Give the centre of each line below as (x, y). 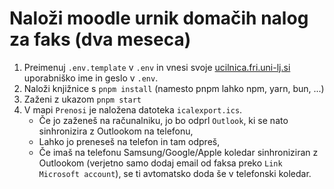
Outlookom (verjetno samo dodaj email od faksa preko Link (160, 163)
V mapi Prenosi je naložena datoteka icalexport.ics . (133, 109)
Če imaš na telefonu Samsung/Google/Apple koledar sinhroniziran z (178, 152)
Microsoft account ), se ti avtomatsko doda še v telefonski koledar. (175, 173)
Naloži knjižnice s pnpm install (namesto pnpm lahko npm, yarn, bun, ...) (174, 88)
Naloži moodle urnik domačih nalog (159, 18)
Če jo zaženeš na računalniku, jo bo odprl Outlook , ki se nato (163, 120)
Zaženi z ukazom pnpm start (82, 99)
